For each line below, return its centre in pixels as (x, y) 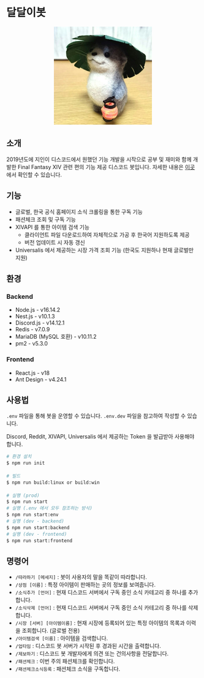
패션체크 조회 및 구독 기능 (46, 219)
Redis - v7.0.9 (32, 330)
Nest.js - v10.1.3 (35, 317)
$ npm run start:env (33, 515)
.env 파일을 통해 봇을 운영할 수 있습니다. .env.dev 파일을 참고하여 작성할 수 (96, 416)
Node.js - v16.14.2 (38, 310)
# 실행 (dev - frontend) (37, 534)
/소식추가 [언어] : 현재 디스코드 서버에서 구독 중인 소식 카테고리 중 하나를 (101, 592)
